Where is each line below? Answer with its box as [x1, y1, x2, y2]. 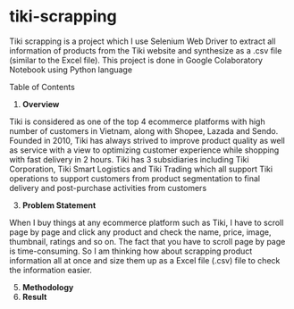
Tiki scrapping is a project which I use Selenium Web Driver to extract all [9, 36, 276, 46]
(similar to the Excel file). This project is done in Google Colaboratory [9, 54, 264, 65]
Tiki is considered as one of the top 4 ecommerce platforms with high [9, 116, 265, 127]
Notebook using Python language [9, 64, 132, 75]
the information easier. [9, 264, 92, 275]
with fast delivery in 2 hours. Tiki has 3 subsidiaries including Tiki [9, 154, 249, 164]
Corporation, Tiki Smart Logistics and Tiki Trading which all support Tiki [9, 163, 273, 174]
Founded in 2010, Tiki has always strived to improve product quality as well [9, 135, 286, 146]
